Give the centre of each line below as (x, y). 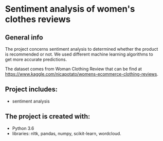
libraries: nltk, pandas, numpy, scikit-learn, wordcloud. (67, 133)
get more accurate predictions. (36, 59)
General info (24, 37)
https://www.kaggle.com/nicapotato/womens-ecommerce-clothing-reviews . (82, 74)
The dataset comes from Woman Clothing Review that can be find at (73, 69)
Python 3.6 (23, 128)
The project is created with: (48, 116)
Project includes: (31, 90)
